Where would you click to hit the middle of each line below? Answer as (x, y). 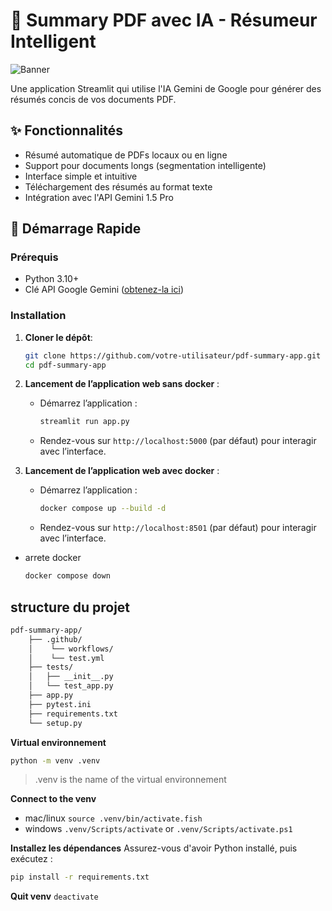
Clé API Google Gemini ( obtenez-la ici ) (104, 290)
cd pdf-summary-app (65, 365)
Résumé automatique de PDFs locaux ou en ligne (126, 155)
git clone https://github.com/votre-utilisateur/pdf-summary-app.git (173, 355)
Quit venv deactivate (54, 896)
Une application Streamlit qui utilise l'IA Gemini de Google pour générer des (166, 88)
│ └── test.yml (66, 658)
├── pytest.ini (60, 704)
